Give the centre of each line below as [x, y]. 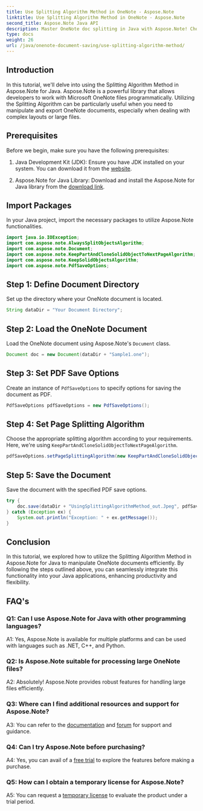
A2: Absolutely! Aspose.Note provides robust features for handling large [96, 682]
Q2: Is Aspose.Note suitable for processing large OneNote [93, 661]
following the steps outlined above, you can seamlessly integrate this [92, 569]
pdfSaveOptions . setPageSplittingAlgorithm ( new [66, 456]
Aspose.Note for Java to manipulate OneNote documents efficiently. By [95, 563]
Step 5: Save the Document [59, 475]
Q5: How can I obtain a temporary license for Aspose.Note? [95, 782]
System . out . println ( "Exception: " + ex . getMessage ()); [88, 517]
